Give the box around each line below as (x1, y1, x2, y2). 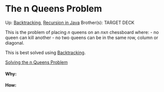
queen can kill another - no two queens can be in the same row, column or (5, 34, 158, 40)
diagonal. (5, 39, 24, 45)
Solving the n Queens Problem (5, 59, 68, 65)
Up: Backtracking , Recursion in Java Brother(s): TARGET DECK (5, 19, 135, 25)
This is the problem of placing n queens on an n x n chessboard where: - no (5, 29, 159, 35)
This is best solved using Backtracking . (5, 49, 86, 55)
